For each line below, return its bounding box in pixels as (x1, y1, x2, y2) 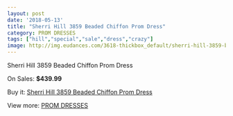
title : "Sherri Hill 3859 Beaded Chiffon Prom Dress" (7, 23, 166, 30)
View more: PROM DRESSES (7, 101, 89, 109)
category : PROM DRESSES (7, 29, 76, 37)
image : (7, 42, 26, 49)
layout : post (7, 10, 45, 17)
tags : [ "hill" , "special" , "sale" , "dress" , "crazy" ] (7, 36, 154, 43)
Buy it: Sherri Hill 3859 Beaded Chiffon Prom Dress (7, 88, 153, 96)
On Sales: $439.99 (7, 75, 62, 83)
